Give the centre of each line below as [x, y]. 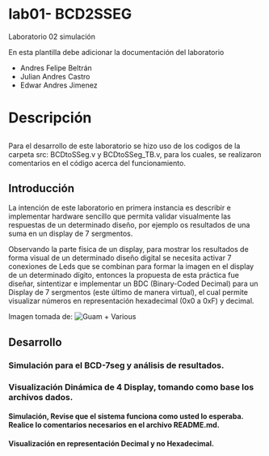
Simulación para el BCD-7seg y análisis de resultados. [116, 365]
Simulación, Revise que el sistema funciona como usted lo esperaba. [126, 416]
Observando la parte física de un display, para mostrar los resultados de [128, 249]
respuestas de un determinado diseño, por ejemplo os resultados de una [129, 225]
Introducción [42, 188]
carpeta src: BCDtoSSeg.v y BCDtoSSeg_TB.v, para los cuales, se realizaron [135, 154]
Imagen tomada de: [40, 317]
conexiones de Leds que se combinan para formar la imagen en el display [131, 266]
